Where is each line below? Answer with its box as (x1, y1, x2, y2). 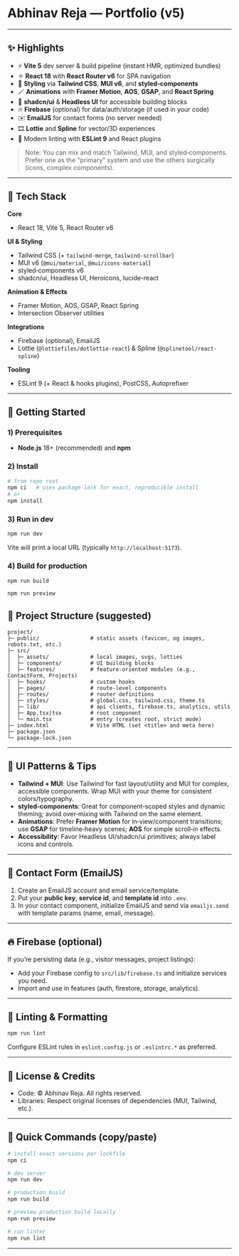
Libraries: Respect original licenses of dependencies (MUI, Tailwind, (17, 1097, 217, 1105)
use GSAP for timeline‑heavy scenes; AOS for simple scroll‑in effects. (17, 824, 223, 833)
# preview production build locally (7, 1208, 116, 1216)
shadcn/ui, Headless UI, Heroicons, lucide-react (17, 273, 159, 282)
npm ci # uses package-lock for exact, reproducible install (7, 484, 199, 492)
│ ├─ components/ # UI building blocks (7, 660, 154, 667)
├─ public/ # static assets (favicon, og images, (7, 635, 205, 642)
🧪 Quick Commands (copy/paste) (7, 1131, 157, 1144)
